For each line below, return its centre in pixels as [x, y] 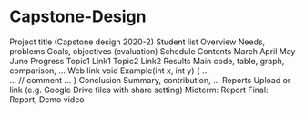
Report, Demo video [47, 99]
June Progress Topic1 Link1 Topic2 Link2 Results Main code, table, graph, [147, 61]
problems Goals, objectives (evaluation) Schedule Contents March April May [152, 51]
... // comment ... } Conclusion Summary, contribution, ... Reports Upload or [150, 80]
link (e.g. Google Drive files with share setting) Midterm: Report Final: [139, 90]
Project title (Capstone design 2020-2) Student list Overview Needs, [137, 42]
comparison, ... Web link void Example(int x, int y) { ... [109, 71]
